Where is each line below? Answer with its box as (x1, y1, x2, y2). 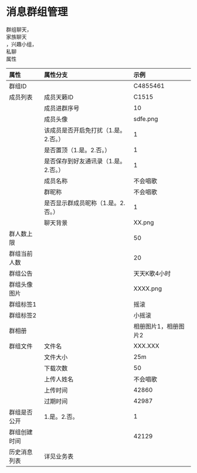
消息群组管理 (6, 5, 69, 19)
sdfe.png (133, 115, 158, 123)
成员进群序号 (43, 104, 80, 112)
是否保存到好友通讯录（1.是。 (43, 157, 126, 165)
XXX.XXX (133, 341, 159, 350)
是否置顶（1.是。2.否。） (43, 146, 111, 154)
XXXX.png (133, 284, 162, 293)
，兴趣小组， (6, 41, 37, 48)
